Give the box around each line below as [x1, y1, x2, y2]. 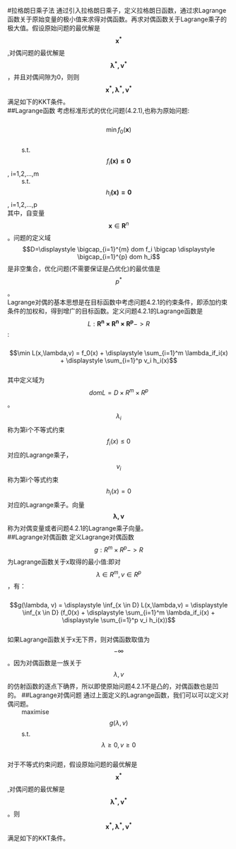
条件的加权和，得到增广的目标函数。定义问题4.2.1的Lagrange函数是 [7, 307, 203, 315]
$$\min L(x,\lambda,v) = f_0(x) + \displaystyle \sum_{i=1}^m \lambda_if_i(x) [9, 349, 228, 357]
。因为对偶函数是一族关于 [7, 659, 82, 667]
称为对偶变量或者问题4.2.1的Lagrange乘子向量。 [7, 524, 148, 533]
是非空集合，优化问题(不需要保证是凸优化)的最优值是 [7, 264, 161, 273]
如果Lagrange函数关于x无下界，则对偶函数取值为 [7, 635, 151, 644]
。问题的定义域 [7, 234, 51, 242]
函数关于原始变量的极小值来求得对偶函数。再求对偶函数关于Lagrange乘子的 [7, 15, 228, 23]
